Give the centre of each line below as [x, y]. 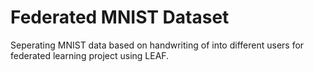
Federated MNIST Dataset [120, 17]
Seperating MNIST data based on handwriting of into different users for [157, 45]
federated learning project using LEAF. [90, 55]
